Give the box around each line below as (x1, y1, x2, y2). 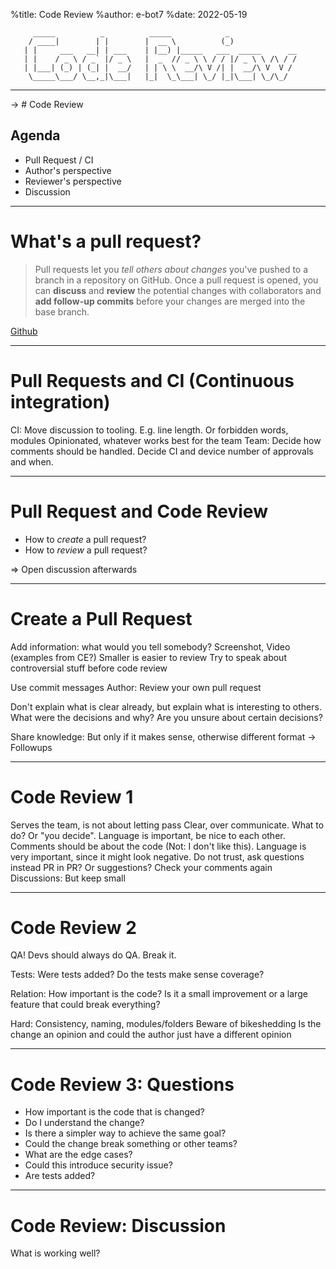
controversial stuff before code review (10, 662, 168, 674)
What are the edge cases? (24, 1149, 133, 1161)
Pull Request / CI (24, 154, 94, 166)
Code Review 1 (10, 785, 134, 808)
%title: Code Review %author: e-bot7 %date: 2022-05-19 (10, 9, 248, 20)
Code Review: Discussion (10, 1214, 227, 1237)
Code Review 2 (10, 916, 137, 939)
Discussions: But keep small (10, 872, 126, 884)
